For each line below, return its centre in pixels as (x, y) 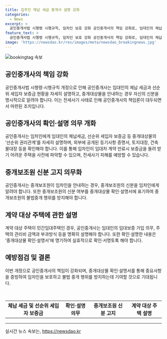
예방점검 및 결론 (28, 258)
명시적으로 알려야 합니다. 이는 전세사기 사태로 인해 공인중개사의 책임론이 (75, 100)
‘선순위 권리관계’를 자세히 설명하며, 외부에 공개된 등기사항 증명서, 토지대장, (77, 142)
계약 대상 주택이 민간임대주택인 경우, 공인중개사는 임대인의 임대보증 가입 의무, (80, 228)
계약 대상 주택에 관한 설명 (42, 215)
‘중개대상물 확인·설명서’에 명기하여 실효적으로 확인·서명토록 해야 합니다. (74, 240)
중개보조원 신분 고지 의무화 (43, 172)
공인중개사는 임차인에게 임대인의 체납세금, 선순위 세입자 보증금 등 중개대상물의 (81, 136)
